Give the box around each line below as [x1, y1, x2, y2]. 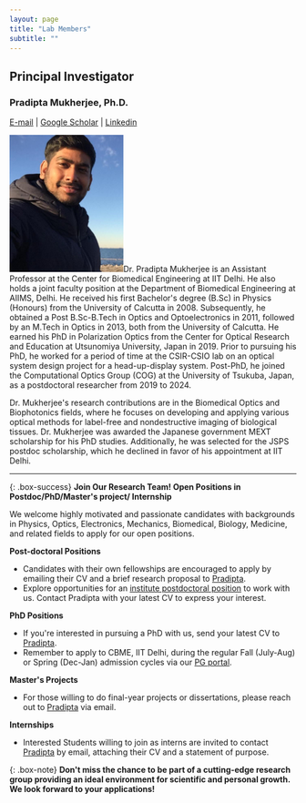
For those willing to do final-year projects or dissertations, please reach [22, 692, 291, 703]
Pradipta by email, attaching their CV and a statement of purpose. [22, 747, 270, 757]
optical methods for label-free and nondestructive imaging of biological [9, 417, 278, 428]
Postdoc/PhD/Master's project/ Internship [9, 492, 172, 503]
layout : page [9, 15, 59, 24]
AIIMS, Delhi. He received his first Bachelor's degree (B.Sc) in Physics [9, 292, 271, 304]
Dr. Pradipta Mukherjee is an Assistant [123, 264, 267, 275]
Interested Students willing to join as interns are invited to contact [22, 737, 269, 748]
